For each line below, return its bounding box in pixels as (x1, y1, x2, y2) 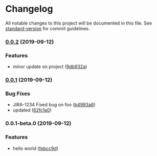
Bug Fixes (5, 90, 31, 97)
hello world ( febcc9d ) (12, 145, 59, 151)
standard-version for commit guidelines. (5, 25, 90, 31)
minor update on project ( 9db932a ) (12, 63, 87, 70)
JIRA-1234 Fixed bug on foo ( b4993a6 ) (12, 102, 96, 108)
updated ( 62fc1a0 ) (12, 107, 52, 113)
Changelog (5, 3, 53, 15)
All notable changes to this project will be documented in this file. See (5, 20, 152, 26)
